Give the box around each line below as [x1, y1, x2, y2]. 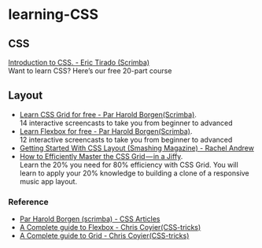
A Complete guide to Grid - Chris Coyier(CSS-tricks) [19, 231, 190, 241]
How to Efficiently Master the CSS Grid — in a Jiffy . [19, 151, 183, 161]
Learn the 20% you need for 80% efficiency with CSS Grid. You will [19, 160, 238, 169]
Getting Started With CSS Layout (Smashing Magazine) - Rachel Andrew [19, 143, 254, 153]
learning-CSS [8, 6, 99, 24]
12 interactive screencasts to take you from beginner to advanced [19, 135, 233, 144]
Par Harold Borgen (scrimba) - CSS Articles [19, 214, 161, 224]
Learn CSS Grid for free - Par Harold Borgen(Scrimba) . [19, 109, 197, 119]
